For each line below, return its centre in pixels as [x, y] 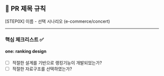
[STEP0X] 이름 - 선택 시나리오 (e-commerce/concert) [58, 21]
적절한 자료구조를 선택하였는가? [42, 69]
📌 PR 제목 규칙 [26, 9]
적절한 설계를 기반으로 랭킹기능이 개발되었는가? [57, 62]
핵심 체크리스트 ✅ [24, 39]
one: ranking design [26, 51]
